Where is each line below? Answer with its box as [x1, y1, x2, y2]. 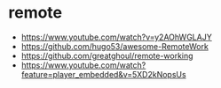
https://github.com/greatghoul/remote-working [20, 50, 193, 61]
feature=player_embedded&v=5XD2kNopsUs [20, 69, 187, 79]
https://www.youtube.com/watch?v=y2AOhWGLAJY [20, 32, 212, 42]
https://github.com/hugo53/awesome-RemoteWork [20, 40, 209, 51]
